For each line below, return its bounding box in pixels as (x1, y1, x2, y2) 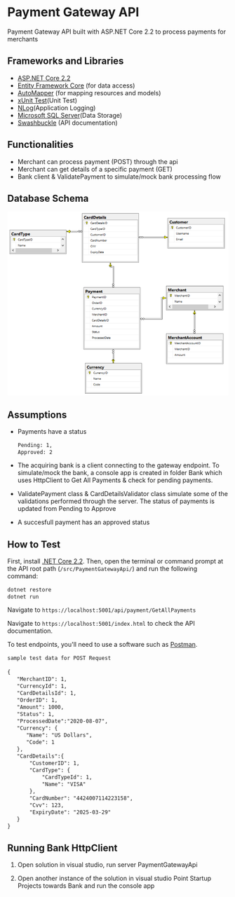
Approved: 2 (17, 449, 53, 456)
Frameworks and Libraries (7, 55, 124, 67)
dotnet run (7, 594, 39, 601)
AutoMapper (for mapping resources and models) (17, 88, 161, 97)
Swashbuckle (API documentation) (17, 118, 118, 127)
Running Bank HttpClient (7, 842, 118, 854)
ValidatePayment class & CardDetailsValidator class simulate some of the (17, 490, 228, 498)
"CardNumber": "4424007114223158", (29, 795, 133, 802)
